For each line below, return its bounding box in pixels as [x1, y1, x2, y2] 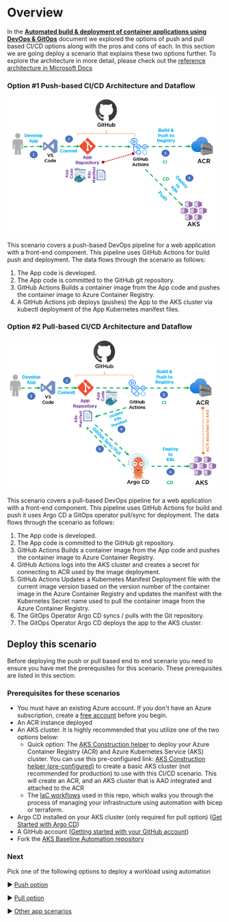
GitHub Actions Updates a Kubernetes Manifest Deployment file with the [16, 575, 221, 583]
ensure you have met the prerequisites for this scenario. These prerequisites [7, 664, 222, 672]
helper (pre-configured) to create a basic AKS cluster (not [27, 762, 191, 770]
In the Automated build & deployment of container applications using [7, 27, 207, 36]
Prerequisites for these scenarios [7, 688, 120, 697]
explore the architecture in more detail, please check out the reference [7, 56, 206, 64]
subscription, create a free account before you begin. [16, 710, 168, 719]
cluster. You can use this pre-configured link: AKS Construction [27, 754, 206, 763]
